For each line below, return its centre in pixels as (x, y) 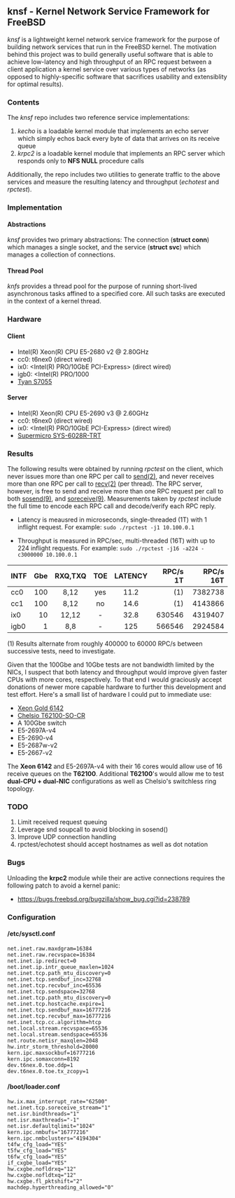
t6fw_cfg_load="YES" (37, 1157)
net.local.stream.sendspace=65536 (58, 1034)
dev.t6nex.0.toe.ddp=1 (40, 1065)
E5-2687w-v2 (37, 745)
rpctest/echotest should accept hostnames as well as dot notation (113, 845)
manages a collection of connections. (61, 254)
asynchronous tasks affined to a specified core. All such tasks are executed (116, 294)
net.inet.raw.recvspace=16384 (51, 955)
